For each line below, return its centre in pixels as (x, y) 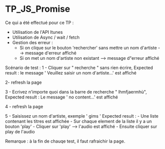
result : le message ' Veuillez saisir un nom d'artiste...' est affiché (71, 73)
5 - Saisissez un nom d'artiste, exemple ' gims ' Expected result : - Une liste (82, 116)
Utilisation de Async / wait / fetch (46, 37)
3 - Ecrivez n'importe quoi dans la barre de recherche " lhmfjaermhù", (76, 92)
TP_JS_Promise (38, 9)
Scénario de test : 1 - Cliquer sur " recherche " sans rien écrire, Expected (79, 68)
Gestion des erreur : (33, 42)
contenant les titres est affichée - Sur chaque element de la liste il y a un (79, 121)
